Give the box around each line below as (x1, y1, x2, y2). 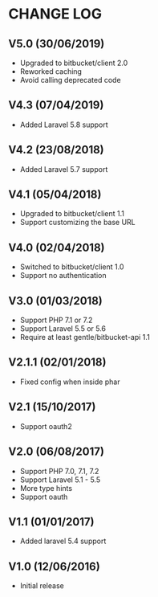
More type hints (19, 483, 73, 493)
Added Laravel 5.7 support (19, 164, 108, 174)
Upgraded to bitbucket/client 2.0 (19, 58, 128, 67)
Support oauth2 (19, 421, 72, 431)
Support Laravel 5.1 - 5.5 (19, 475, 101, 485)
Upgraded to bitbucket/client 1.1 (19, 209, 125, 219)
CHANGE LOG (8, 5, 103, 23)
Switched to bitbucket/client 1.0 (19, 262, 124, 272)
